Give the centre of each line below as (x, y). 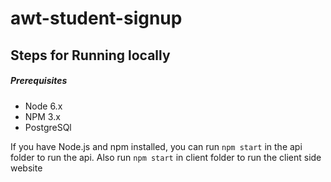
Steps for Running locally (90, 55)
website (26, 168)
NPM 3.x (42, 116)
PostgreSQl (48, 127)
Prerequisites (39, 81)
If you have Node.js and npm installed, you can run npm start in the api (156, 146)
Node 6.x (43, 106)
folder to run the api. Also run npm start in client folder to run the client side (166, 157)
